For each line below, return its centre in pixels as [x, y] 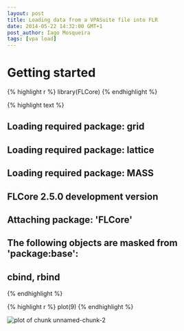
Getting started [51, 73]
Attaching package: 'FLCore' [70, 220]
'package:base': [43, 254]
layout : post [26, 13]
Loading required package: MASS [81, 173]
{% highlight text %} [36, 105]
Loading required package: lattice [81, 150]
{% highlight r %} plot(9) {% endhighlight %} [70, 307]
